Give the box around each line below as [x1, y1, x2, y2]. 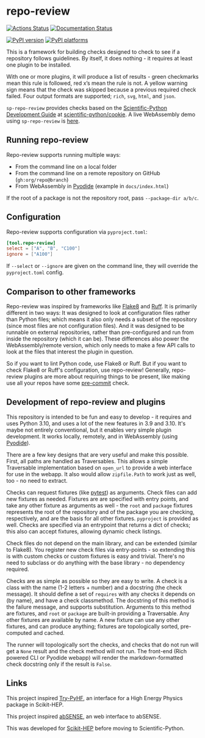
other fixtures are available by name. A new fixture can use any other [6, 616, 180, 623]
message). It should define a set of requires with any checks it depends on [6, 590, 195, 598]
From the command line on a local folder [15, 163, 117, 170]
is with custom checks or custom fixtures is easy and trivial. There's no [6, 552, 185, 560]
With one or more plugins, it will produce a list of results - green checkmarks [6, 73, 199, 80]
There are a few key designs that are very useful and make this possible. [6, 450, 189, 458]
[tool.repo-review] [6, 240, 56, 246]
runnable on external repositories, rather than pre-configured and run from [6, 328, 194, 336]
